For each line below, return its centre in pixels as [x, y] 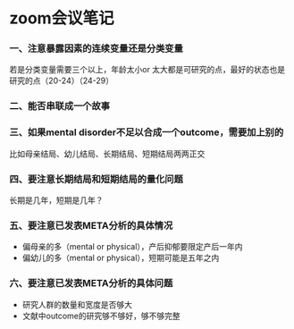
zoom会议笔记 [62, 18]
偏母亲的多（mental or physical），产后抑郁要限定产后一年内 [132, 247]
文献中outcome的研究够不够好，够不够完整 [101, 316]
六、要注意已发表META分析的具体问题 [91, 283]
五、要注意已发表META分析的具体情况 [91, 225]
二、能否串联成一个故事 [59, 106]
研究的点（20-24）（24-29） [62, 80]
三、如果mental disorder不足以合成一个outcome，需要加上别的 [147, 132]
